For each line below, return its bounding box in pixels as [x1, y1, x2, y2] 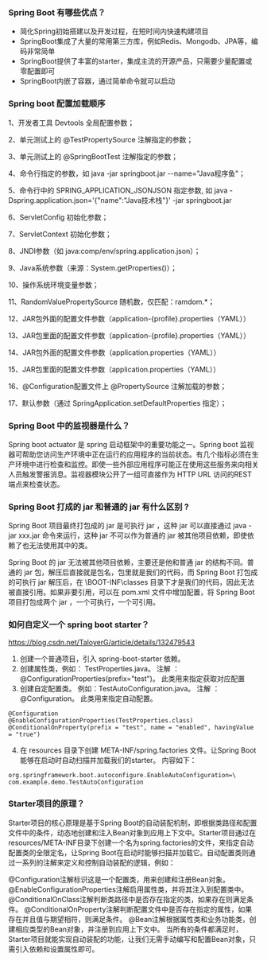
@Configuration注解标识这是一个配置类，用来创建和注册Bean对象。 [8, 874, 230, 884]
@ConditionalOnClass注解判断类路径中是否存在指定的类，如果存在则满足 [8, 894, 247, 904]
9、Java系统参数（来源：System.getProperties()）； [8, 263, 177, 272]
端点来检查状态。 [8, 479, 64, 488]
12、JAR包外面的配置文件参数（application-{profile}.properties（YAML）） [8, 313, 250, 323]
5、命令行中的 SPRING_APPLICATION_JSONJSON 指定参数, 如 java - [8, 185, 233, 195]
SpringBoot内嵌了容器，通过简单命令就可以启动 [19, 76, 176, 86]
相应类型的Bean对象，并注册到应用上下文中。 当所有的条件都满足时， [14, 924, 243, 934]
